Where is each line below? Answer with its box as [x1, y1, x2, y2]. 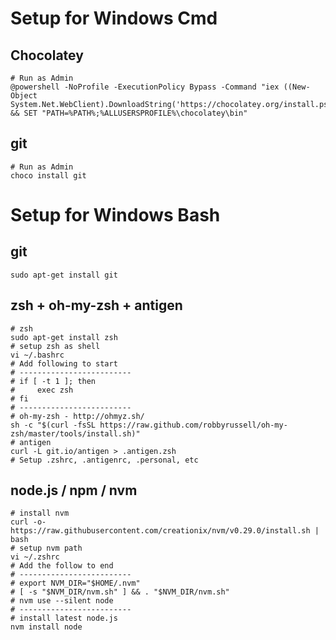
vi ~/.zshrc [10, 552, 60, 562]
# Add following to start [10, 358, 118, 369]
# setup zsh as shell [10, 341, 101, 351]
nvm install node [10, 622, 83, 632]
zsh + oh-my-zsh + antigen [10, 297, 183, 314]
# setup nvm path [10, 543, 83, 554]
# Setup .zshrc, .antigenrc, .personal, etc [10, 455, 199, 465]
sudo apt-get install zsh [10, 332, 118, 342]
